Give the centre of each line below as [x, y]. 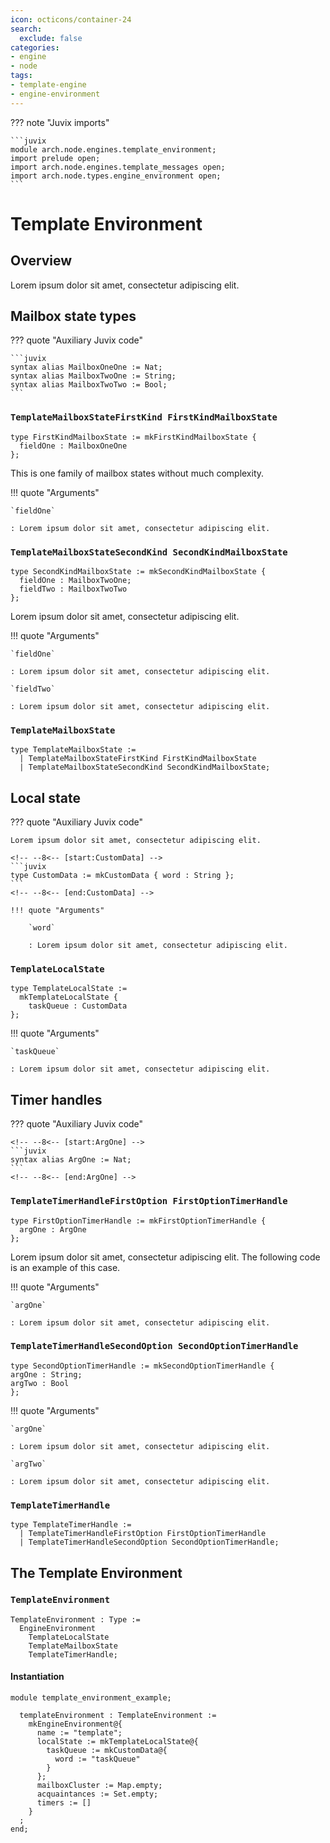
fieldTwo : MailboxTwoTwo [73, 589]
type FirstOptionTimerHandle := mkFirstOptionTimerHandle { [138, 1221]
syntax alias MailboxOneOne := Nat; [86, 367]
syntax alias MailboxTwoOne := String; [93, 376]
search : [26, 29]
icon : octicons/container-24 [71, 19]
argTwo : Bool [40, 1383]
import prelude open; [55, 158]
